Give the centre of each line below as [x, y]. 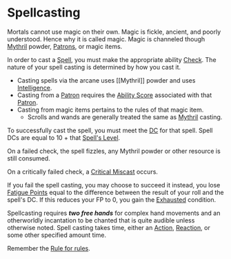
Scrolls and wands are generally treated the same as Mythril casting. [125, 117]
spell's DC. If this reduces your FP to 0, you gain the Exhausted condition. [112, 199]
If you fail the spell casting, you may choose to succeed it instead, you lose [114, 185]
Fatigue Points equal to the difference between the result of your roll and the [115, 192]
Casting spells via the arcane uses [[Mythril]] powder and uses [106, 80]
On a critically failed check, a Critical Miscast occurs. [83, 172]
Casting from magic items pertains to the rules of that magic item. [110, 110]
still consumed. [29, 158]
